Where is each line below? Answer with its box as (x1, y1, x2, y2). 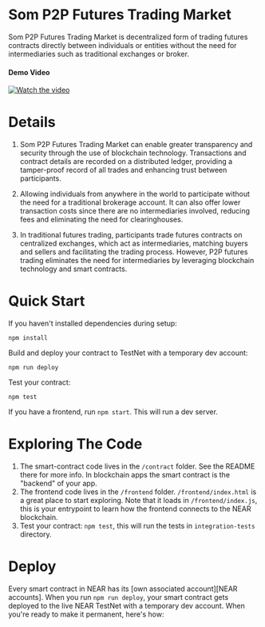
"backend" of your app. (19, 478, 97, 488)
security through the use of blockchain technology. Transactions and (19, 148, 247, 158)
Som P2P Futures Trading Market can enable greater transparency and (19, 140, 253, 150)
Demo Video (8, 67, 50, 77)
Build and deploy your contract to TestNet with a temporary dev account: (8, 348, 248, 357)
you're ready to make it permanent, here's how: (8, 609, 164, 619)
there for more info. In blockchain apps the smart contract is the (19, 469, 230, 479)
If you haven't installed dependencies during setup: (8, 318, 177, 329)
